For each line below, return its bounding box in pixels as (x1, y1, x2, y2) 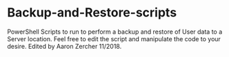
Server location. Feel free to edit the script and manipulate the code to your (7, 34, 221, 43)
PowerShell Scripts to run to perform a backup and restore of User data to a (7, 27, 223, 36)
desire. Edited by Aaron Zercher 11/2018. (7, 42, 122, 50)
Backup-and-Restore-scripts (7, 5, 177, 21)
